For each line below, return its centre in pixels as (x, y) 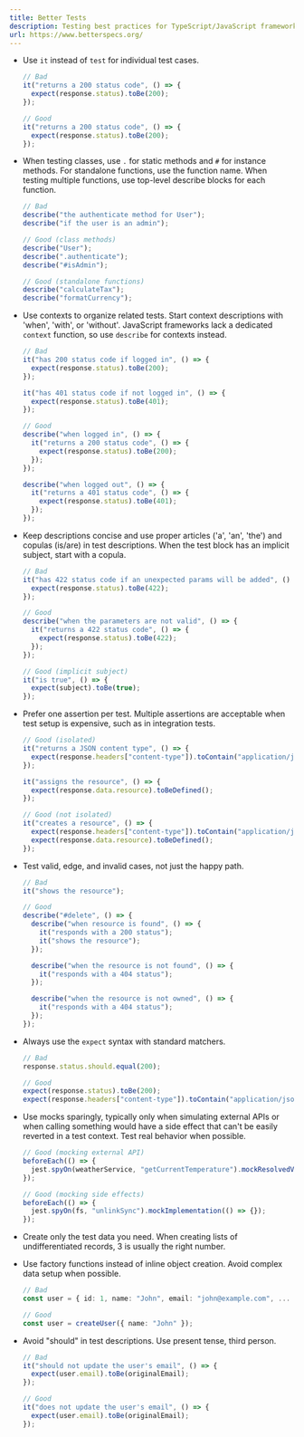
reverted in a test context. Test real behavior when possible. (134, 1136)
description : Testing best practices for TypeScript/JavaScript (133, 26)
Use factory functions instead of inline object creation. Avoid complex (152, 1264)
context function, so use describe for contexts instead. (125, 335)
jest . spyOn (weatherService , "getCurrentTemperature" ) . (137, 1169)
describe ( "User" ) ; (57, 248)
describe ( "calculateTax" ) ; (73, 290)
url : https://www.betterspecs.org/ (76, 34)
